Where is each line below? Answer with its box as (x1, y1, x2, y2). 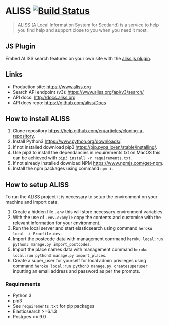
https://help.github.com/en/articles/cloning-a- (48, 128, 145, 134)
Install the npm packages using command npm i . (12, 165, 114, 172)
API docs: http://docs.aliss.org (12, 94, 76, 100)
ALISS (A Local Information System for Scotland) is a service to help (17, 22, 159, 28)
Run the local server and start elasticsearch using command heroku (12, 225, 152, 231)
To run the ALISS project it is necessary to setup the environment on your (5, 194, 158, 200)
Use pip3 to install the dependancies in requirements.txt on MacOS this (12, 150, 161, 156)
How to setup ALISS (5, 180, 69, 189)
